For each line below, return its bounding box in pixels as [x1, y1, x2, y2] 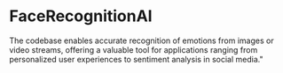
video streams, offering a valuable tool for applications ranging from [9, 44, 258, 55]
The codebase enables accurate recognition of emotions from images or [9, 35, 274, 46]
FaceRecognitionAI [9, 6, 153, 26]
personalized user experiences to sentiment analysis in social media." [9, 54, 263, 64]
